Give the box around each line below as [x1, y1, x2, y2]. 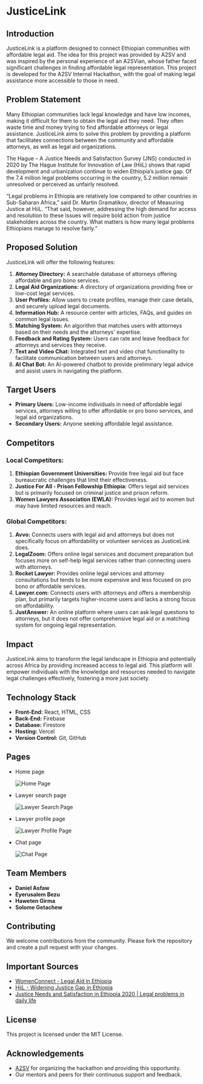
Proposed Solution [6, 242, 78, 253]
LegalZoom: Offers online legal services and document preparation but [15, 550, 194, 558]
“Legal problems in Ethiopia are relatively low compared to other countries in [6, 192, 198, 199]
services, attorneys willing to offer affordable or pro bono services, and [15, 407, 193, 415]
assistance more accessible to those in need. [6, 77, 119, 84]
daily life [15, 997, 36, 1004]
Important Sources [6, 961, 79, 972]
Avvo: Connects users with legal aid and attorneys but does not [15, 531, 175, 539]
